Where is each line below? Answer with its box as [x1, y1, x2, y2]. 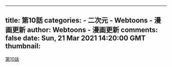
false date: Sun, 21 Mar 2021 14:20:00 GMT [5, 34, 146, 43]
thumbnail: [5, 42, 41, 51]
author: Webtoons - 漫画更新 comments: [27, 26, 158, 35]
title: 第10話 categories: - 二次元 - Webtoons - [5, 16, 153, 25]
